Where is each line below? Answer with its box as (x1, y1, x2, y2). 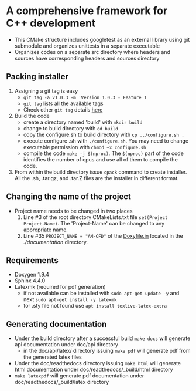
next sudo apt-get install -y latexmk (23, 296, 117, 303)
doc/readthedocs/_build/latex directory (14, 379, 109, 386)
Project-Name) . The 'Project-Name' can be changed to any (23, 220, 165, 227)
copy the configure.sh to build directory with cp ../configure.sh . (23, 131, 185, 138)
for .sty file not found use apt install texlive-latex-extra (23, 302, 167, 309)
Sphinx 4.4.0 (14, 277, 46, 284)
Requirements (6, 255, 59, 265)
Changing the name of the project (6, 192, 132, 202)
